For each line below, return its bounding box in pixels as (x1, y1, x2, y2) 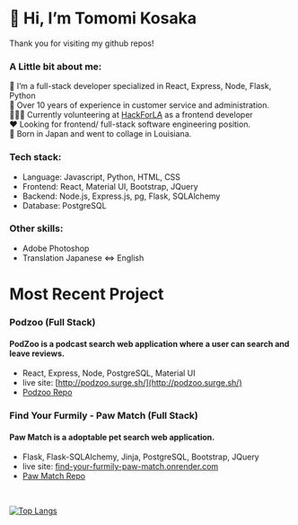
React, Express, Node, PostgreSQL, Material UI (22, 368, 196, 378)
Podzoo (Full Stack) (9, 316, 96, 328)
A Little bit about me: (9, 60, 102, 73)
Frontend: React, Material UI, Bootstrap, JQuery (22, 181, 199, 191)
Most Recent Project (9, 284, 164, 305)
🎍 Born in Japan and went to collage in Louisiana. (9, 129, 192, 139)
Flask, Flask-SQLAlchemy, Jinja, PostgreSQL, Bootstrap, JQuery (22, 451, 259, 462)
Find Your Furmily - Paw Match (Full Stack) (9, 409, 199, 422)
